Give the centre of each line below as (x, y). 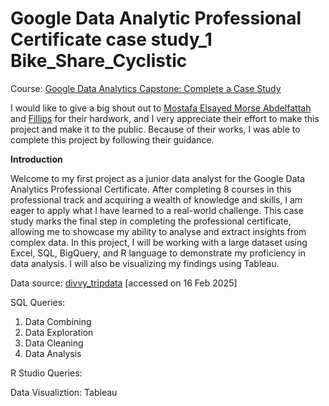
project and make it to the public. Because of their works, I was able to (155, 129)
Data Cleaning (54, 343)
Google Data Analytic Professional (156, 18)
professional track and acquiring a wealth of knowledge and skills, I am (156, 199)
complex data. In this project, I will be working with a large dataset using (159, 242)
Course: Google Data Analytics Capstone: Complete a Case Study (146, 88)
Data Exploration (59, 332)
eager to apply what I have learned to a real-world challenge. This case (157, 210)
